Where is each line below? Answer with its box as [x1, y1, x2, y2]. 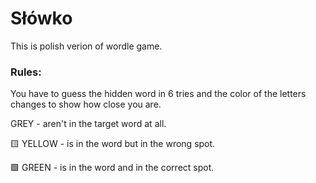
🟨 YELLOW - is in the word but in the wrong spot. [10, 138, 216, 150]
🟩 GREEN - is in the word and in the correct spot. [10, 162, 215, 174]
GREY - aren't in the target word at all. [10, 118, 167, 130]
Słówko [10, 7, 73, 30]
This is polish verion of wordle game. [10, 40, 163, 52]
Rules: [10, 65, 42, 79]
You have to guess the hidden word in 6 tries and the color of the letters [10, 88, 307, 100]
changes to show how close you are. [10, 98, 162, 111]
